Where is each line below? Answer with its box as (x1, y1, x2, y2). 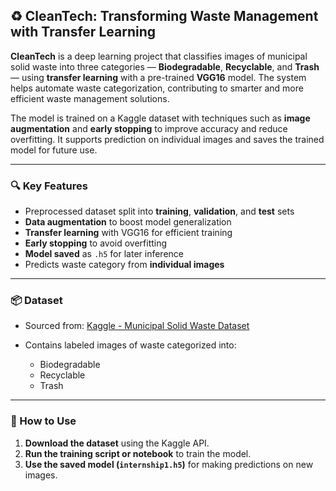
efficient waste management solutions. (10, 92, 170, 104)
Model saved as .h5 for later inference (24, 248, 184, 260)
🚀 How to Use (10, 414, 77, 428)
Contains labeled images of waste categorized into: (24, 339, 237, 351)
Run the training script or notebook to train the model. (24, 447, 252, 459)
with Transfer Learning (10, 24, 156, 41)
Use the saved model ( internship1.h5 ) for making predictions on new (24, 458, 314, 470)
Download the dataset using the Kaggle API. (24, 437, 210, 449)
